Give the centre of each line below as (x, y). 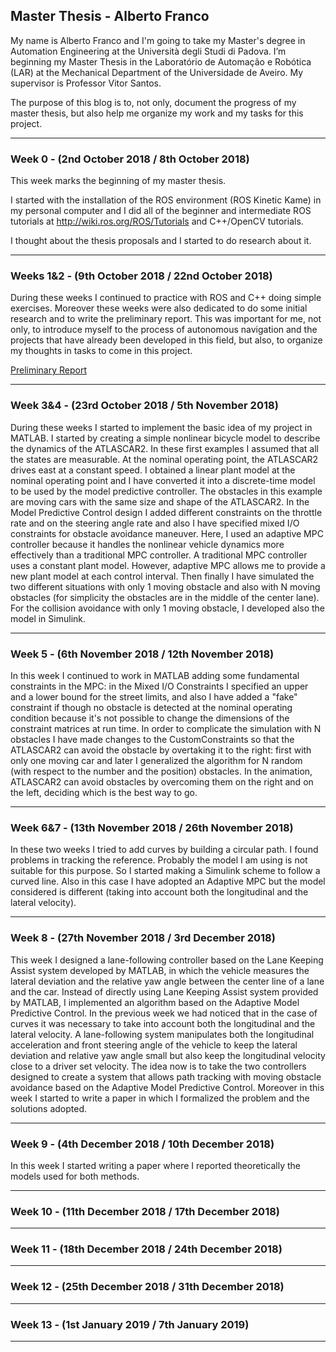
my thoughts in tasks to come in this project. (101, 351)
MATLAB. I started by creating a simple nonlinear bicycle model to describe (165, 438)
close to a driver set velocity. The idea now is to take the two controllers (158, 1066)
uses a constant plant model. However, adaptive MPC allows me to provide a (168, 565)
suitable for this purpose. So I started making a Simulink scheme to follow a (165, 871)
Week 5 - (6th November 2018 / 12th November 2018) (142, 654)
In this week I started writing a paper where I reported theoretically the (155, 1165)
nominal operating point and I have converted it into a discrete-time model (163, 480)
